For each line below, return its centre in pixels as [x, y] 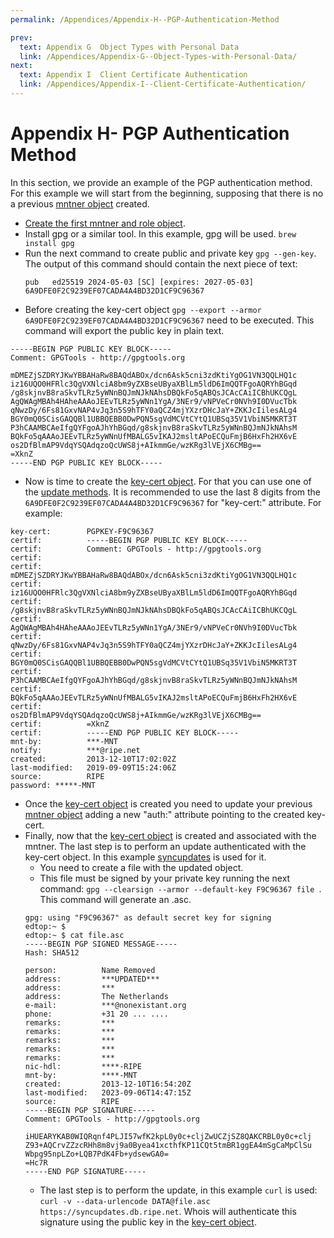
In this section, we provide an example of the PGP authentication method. [161, 182]
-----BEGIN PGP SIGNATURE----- [90, 1110]
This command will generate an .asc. [115, 899]
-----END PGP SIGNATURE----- [85, 1171]
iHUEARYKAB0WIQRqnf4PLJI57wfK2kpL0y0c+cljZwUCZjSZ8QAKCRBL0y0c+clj [168, 1136]
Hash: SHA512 [52, 952]
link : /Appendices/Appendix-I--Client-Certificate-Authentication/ [163, 84]
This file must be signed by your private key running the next [165, 878]
